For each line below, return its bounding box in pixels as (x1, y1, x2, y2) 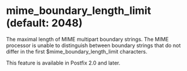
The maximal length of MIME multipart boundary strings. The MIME (6, 35, 169, 42)
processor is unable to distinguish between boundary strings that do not (6, 42, 181, 49)
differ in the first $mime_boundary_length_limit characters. (6, 48, 148, 55)
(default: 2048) (6, 16, 83, 30)
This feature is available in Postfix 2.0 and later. (6, 59, 121, 66)
